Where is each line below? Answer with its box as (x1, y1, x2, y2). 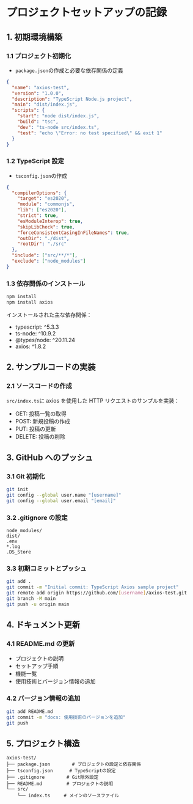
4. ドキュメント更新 (6, 619, 81, 630)
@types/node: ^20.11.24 (15, 336, 75, 343)
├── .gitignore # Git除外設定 (6, 774, 99, 781)
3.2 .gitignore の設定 (6, 513, 68, 522)
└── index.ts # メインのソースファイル (17, 792, 119, 799)
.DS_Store (6, 549, 32, 555)
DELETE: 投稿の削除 (15, 433, 66, 440)
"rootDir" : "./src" (17, 241, 67, 247)
